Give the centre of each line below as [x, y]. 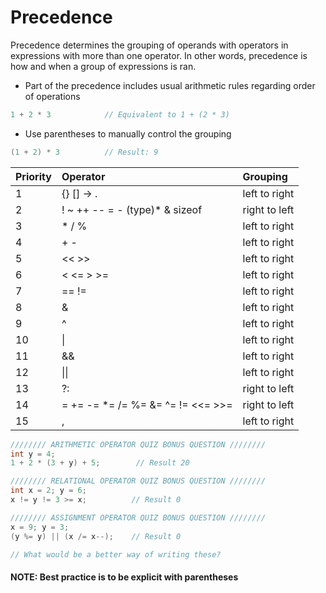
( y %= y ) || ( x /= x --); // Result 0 [96, 536]
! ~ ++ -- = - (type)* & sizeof [132, 209]
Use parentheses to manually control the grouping [128, 133]
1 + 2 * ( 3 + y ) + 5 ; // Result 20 [100, 463]
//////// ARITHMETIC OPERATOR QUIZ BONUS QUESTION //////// [138, 444]
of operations [52, 96]
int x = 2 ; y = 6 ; [48, 491]
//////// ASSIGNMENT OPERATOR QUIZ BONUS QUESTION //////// [138, 517]
